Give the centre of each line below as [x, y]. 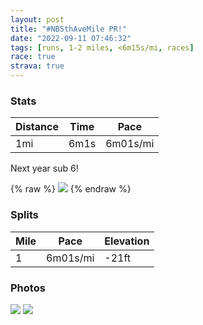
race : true [33, 57]
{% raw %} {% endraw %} [71, 189]
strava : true [37, 66]
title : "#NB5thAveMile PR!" [69, 29]
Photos [28, 288]
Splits [24, 215]
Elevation [127, 241]
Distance [37, 127]
